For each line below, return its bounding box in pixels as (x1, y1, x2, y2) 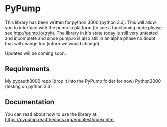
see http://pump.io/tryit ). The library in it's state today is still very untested (5, 30, 158, 36)
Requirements (5, 65, 50, 73)
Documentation (5, 98, 55, 106)
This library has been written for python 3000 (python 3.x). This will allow (5, 19, 156, 25)
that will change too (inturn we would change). (5, 40, 101, 46)
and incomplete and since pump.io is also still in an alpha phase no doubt (5, 35, 156, 41)
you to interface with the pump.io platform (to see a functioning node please (5, 24, 162, 30)
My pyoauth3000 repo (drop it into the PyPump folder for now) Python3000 (5, 78, 161, 84)
